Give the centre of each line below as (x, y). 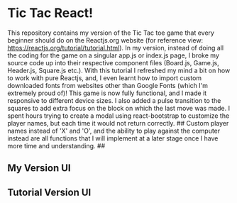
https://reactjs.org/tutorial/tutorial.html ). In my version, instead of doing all (116, 48)
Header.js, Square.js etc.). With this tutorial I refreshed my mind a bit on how (119, 70)
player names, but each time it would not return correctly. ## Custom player (118, 123)
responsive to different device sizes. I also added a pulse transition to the (114, 100)
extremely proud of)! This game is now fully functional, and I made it (107, 93)
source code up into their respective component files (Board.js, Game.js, (114, 62)
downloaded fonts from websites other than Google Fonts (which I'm (108, 85)
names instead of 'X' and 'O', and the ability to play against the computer (114, 131)
